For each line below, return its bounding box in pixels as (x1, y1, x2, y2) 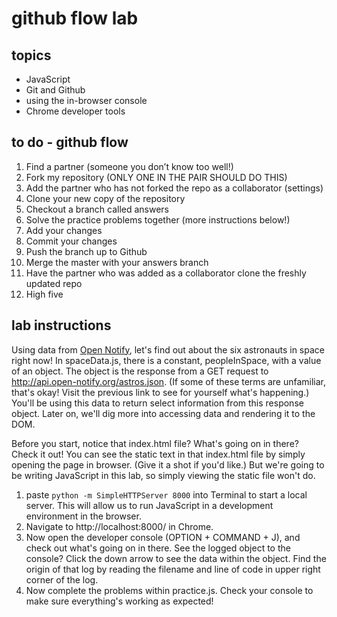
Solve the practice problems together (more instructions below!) (25, 213, 291, 226)
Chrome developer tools (25, 105, 126, 117)
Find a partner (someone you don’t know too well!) (25, 160, 234, 172)
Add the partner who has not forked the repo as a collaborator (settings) (25, 182, 324, 194)
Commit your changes (25, 235, 118, 247)
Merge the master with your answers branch (25, 256, 209, 268)
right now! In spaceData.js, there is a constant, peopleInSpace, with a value (11, 354, 322, 366)
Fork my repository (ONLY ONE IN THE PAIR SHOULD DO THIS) (25, 171, 288, 183)
